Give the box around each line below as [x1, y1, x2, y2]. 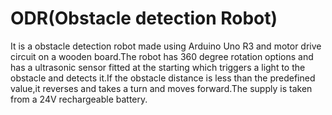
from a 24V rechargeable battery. [10, 93, 148, 105]
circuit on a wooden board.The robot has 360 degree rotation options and [10, 50, 314, 62]
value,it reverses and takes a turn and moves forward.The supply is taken [10, 82, 313, 94]
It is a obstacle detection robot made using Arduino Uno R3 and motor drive [10, 40, 322, 52]
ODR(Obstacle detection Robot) [10, 7, 278, 30]
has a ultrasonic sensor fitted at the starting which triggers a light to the [10, 61, 306, 73]
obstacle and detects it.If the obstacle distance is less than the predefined [10, 72, 316, 84]
